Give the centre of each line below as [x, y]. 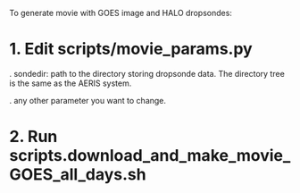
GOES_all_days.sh [78, 175]
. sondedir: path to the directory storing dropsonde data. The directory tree [147, 73]
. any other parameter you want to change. [88, 100]
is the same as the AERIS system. [71, 83]
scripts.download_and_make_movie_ [150, 156]
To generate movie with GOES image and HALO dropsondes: [121, 13]
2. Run [33, 137]
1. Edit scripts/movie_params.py [131, 49]
